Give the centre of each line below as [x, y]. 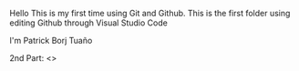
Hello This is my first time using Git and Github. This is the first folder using [150, 13]
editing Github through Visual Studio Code [89, 23]
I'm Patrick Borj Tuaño [51, 41]
